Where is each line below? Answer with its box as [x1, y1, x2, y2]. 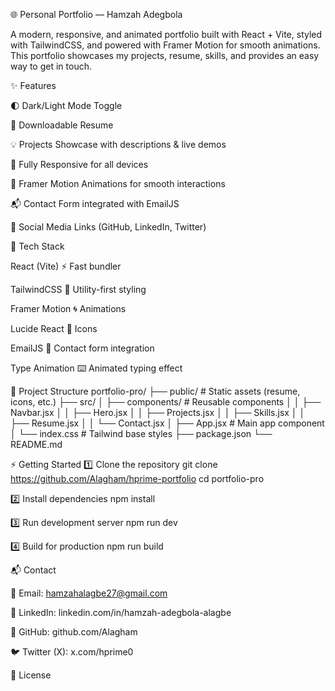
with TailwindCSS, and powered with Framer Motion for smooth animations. [10, 39, 321, 51]
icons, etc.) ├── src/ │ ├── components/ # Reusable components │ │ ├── [10, 396, 322, 408]
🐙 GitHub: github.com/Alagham [10, 626, 138, 638]
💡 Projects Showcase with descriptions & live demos [10, 139, 227, 150]
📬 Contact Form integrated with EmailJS [10, 198, 180, 209]
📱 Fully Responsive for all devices [10, 159, 149, 170]
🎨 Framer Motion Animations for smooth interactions [10, 178, 226, 189]
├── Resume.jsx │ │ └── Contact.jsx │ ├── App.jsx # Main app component [10, 417, 325, 429]
